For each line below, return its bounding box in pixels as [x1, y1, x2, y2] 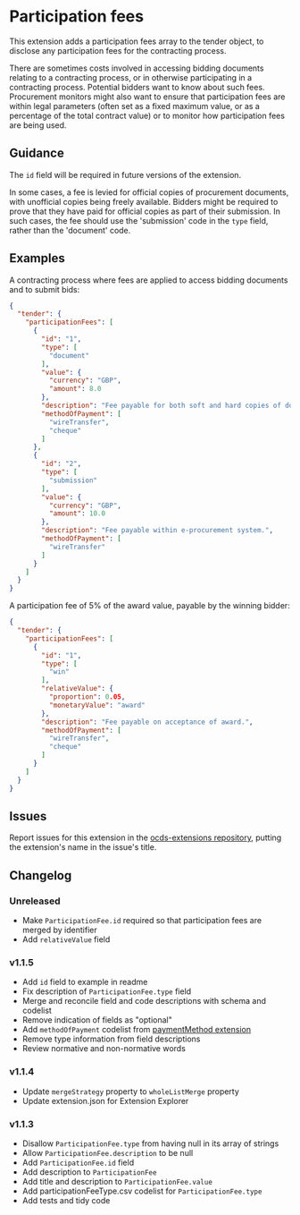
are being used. [9, 119, 67, 131]
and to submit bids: [9, 284, 80, 294]
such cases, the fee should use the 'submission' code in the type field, [9, 215, 269, 225]
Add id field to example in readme [21, 977, 148, 988]
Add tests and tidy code [21, 1194, 111, 1205]
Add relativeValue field [21, 934, 111, 945]
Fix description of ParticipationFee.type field [21, 986, 192, 997]
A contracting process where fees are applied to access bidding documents [9, 275, 288, 285]
